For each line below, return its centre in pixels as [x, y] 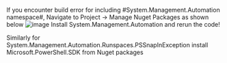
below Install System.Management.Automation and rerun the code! [113, 24]
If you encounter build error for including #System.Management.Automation [113, 10]
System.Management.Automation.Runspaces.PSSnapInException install [107, 45]
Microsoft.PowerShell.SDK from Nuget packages [75, 52]
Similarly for [23, 38]
